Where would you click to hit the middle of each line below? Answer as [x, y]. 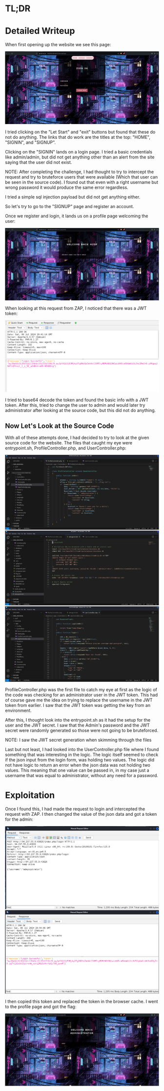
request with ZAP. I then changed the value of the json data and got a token [81, 814]
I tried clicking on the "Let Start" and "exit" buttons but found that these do [80, 132]
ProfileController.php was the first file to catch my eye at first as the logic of [81, 690]
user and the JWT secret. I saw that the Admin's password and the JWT [77, 725]
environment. [18, 711]
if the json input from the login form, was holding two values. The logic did [80, 760]
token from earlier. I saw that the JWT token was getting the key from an [78, 705]
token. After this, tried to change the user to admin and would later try [75, 405]
